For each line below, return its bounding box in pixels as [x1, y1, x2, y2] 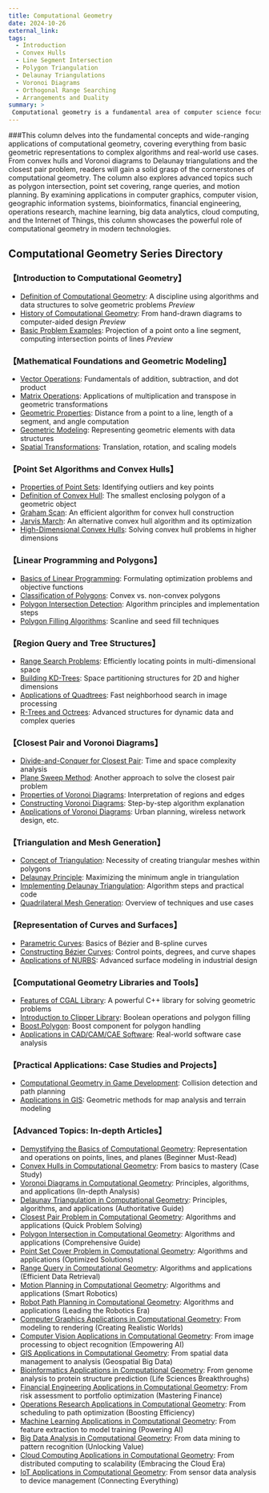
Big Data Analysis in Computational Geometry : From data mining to [19, 1433, 240, 1443]
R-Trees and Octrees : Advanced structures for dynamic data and [19, 707, 234, 716]
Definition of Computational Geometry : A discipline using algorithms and [19, 291, 259, 301]
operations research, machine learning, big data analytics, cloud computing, [8, 207, 260, 216]
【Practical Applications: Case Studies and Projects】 [8, 1059, 222, 1070]
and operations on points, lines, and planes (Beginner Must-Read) [19, 1152, 238, 1162]
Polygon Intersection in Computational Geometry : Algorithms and [19, 1229, 235, 1238]
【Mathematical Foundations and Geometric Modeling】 [8, 355, 231, 367]
